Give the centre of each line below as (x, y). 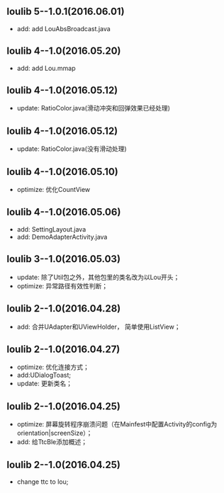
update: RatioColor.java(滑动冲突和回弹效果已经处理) (94, 108)
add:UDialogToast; (44, 375)
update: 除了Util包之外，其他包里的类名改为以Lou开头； (98, 277)
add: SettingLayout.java (51, 229)
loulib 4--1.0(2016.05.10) (62, 172)
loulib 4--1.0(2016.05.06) (64, 212)
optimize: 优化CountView (54, 190)
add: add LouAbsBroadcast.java (63, 28)
